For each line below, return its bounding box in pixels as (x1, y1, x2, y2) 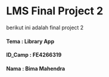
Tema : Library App (6, 38, 55, 45)
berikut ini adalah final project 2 (6, 24, 84, 31)
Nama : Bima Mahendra (6, 64, 66, 72)
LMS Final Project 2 (6, 4, 104, 18)
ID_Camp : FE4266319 (6, 51, 62, 58)
